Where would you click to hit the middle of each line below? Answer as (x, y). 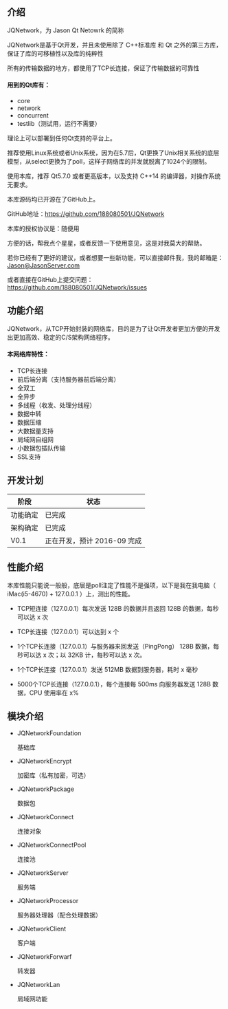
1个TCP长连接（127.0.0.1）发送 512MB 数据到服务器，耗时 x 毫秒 (107, 669)
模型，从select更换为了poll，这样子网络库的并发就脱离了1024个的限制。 (109, 162)
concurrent (33, 116)
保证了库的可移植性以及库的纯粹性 (55, 53)
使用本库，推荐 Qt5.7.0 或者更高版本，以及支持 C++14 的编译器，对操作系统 (114, 176)
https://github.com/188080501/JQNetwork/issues (77, 287)
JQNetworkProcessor (48, 901)
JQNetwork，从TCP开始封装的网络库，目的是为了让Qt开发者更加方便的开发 (114, 328)
